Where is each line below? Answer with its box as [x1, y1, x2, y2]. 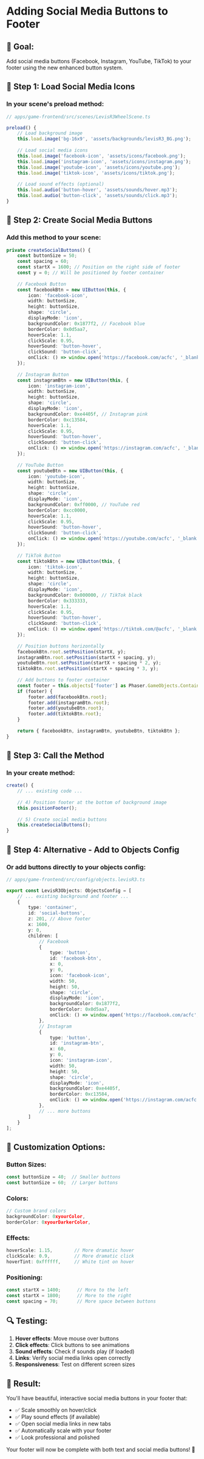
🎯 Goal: [6, 41, 35, 52]
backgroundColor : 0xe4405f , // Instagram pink [28, 411, 148, 417]
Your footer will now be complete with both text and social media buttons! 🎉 [6, 1446, 195, 1454]
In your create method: [6, 768, 75, 777]
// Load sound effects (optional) [17, 181, 104, 187]
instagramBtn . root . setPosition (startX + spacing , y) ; [17, 654, 156, 661]
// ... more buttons [38, 1108, 91, 1114]
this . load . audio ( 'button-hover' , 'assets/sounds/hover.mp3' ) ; [17, 187, 178, 193]
